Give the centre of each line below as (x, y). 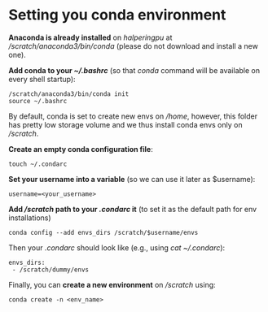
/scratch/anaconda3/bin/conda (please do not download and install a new (133, 45)
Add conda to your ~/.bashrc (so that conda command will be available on (134, 70)
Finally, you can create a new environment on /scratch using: (112, 284)
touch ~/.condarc (38, 164)
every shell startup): (42, 79)
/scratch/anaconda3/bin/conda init (69, 94)
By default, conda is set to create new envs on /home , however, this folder (133, 116)
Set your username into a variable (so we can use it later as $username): (132, 179)
